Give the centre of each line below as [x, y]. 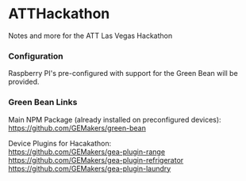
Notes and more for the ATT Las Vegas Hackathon [90, 36]
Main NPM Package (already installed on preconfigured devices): [115, 119]
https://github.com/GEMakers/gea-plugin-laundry [90, 168]
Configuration [36, 56]
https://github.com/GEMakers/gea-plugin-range [86, 152]
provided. [24, 82]
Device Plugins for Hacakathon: [60, 143]
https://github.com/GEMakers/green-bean [77, 128]
